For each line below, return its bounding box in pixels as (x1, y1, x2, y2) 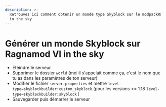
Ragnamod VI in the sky (5, 48, 105, 59)
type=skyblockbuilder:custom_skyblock (12, 87, 92, 92)
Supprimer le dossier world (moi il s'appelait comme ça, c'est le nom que (12, 70, 161, 76)
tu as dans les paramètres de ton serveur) (12, 75, 98, 81)
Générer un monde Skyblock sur (5, 38, 141, 49)
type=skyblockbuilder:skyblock (12, 92, 77, 97)
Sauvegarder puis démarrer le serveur (12, 96, 90, 102)
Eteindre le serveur (12, 65, 51, 71)
